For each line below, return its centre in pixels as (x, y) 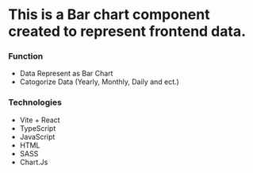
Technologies (35, 102)
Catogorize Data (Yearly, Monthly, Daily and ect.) (100, 82)
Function (26, 56)
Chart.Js (34, 162)
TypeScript (38, 128)
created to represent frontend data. (127, 31)
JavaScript (37, 136)
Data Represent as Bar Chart (66, 74)
